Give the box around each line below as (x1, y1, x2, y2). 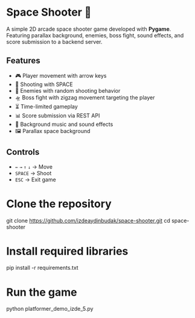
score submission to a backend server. (6, 38, 103, 45)
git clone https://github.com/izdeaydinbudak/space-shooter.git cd (6, 217, 171, 224)
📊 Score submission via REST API (14, 111, 100, 119)
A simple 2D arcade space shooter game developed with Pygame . (6, 25, 171, 33)
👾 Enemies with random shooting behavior (14, 87, 121, 94)
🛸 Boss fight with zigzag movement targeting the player (14, 93, 155, 101)
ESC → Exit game (14, 176, 56, 183)
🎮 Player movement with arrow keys (14, 72, 107, 79)
